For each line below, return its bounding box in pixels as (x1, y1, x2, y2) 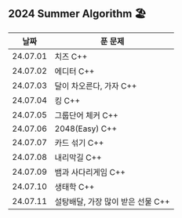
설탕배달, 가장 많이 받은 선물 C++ (54, 196, 170, 207)
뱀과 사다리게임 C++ (54, 166, 126, 177)
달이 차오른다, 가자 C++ (54, 80, 137, 91)
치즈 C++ (54, 51, 88, 62)
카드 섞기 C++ (54, 137, 104, 148)
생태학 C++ (54, 181, 95, 192)
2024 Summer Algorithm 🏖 (8, 7, 147, 20)
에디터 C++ (54, 66, 95, 77)
